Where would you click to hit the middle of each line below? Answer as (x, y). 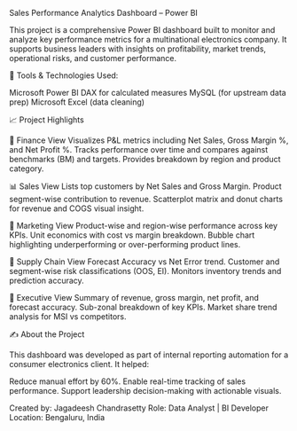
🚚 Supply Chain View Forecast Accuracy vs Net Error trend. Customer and (145, 262)
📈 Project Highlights (47, 120)
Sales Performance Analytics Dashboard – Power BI (103, 13)
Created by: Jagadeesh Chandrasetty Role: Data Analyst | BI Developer (139, 408)
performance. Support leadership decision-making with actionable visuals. (145, 391)
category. (27, 168)
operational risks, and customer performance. (93, 58)
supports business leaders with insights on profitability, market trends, (138, 49)
